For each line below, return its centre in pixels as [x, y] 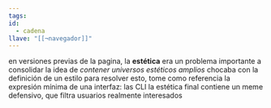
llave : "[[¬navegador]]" [50, 38]
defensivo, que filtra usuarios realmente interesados [95, 96]
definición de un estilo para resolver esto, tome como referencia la [120, 78]
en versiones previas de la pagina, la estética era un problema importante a [135, 61]
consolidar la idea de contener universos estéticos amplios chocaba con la [133, 70]
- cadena [30, 31]
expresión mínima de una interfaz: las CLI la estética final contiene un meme [136, 87]
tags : [17, 16]
